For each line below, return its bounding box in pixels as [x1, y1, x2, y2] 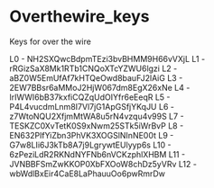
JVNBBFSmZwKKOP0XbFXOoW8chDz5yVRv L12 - [9, 158, 197, 169]
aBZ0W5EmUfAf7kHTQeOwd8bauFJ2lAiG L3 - [9, 72, 183, 83]
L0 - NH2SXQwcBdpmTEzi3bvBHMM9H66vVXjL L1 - [9, 53, 206, 64]
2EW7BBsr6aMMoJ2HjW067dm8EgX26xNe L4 [9, 82, 185, 93]
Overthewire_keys [9, 6, 150, 27]
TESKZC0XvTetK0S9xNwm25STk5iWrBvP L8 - [9, 120, 184, 131]
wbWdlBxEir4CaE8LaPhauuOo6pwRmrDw [9, 168, 165, 179]
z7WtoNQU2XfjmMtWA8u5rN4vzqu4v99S [9, 111, 167, 121]
